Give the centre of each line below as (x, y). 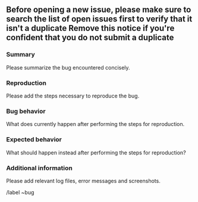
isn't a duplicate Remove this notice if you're (90, 28)
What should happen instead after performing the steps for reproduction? (96, 152)
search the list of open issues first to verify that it (99, 19)
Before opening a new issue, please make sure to (99, 10)
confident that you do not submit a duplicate (90, 38)
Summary (21, 55)
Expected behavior (34, 140)
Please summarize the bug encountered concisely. (68, 67)
